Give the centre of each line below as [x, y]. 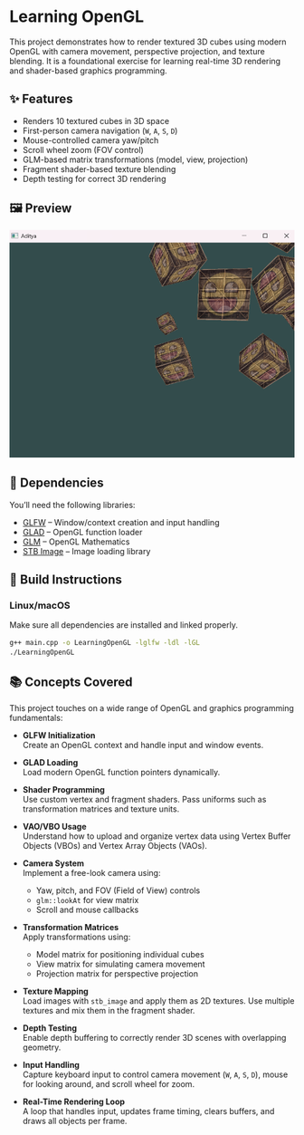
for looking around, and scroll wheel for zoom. [109, 1083]
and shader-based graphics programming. [88, 71]
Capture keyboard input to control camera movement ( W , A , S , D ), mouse [155, 1074]
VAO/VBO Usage [55, 826]
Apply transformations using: [76, 937]
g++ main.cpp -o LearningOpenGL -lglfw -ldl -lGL [105, 643]
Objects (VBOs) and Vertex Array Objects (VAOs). [115, 845]
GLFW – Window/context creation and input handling [121, 522]
